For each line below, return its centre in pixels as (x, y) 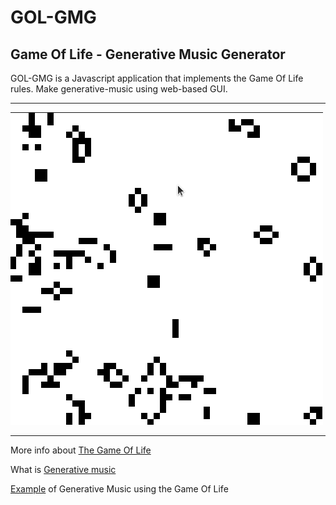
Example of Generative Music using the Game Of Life (119, 489)
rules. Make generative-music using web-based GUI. (119, 89)
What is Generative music (63, 469)
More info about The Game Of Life (81, 450)
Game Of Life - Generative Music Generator (148, 54)
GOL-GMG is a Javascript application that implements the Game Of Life (157, 78)
